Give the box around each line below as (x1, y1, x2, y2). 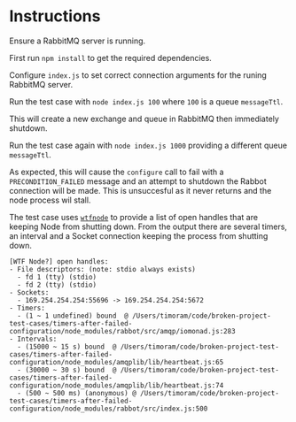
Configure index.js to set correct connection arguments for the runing (9, 69, 268, 81)
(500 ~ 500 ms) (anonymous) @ (25, 388, 137, 397)
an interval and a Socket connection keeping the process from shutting (9, 230, 269, 241)
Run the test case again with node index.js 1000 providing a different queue (9, 140, 288, 150)
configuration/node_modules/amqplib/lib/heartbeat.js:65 (9, 357, 224, 366)
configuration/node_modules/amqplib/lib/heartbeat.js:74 (9, 380, 224, 390)
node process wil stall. (9, 195, 91, 205)
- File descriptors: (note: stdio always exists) (9, 265, 197, 273)
